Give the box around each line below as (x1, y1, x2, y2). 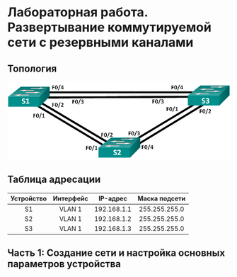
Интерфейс (52, 194, 88, 203)
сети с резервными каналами (7, 35, 194, 50)
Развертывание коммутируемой (7, 19, 212, 35)
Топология (7, 62, 57, 74)
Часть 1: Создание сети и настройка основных (7, 247, 225, 259)
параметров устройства (7, 258, 122, 270)
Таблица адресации (7, 174, 101, 186)
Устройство (10, 194, 47, 203)
